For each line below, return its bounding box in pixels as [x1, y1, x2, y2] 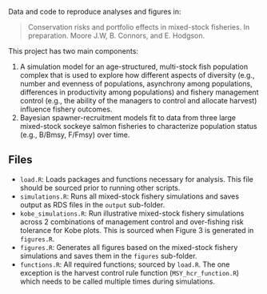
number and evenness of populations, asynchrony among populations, [19, 79, 253, 88]
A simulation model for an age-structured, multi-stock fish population [19, 62, 249, 71]
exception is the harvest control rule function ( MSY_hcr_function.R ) [19, 268, 240, 277]
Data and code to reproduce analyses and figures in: [8, 7, 181, 16]
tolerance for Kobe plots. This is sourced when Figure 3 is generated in [19, 225, 254, 235]
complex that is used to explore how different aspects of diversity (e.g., [19, 70, 255, 79]
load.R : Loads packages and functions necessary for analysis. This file [19, 174, 253, 183]
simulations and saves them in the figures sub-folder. [19, 251, 197, 260]
